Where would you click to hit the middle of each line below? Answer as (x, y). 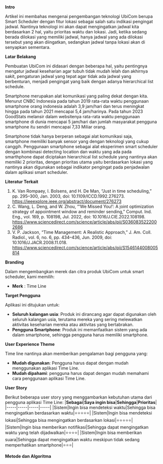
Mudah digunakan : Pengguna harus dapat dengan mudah (70, 363)
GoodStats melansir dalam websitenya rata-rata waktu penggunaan (73, 116)
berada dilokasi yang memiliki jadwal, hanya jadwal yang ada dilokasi (74, 37)
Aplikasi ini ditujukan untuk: (32, 305)
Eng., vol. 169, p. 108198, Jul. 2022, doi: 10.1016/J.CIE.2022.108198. (79, 217)
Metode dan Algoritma (28, 456)
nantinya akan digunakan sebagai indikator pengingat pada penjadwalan (77, 167)
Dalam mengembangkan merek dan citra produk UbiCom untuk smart (74, 271)
